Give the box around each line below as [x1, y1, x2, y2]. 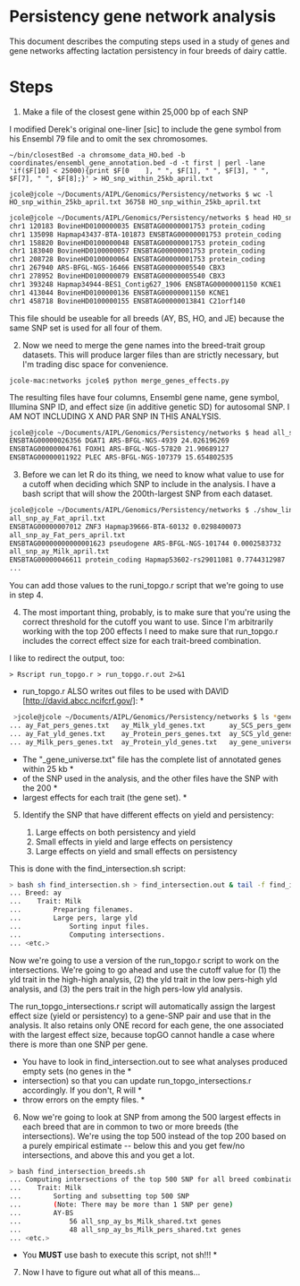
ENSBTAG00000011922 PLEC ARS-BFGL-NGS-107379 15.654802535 [9, 453, 234, 462]
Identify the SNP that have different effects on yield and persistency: [21, 809, 275, 820]
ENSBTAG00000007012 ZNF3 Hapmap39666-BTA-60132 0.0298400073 [9, 522, 242, 531]
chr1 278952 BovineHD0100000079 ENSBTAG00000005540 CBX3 [9, 271, 226, 280]
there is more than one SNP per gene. [9, 1039, 148, 1050]
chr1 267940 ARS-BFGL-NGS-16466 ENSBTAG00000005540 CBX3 [9, 263, 226, 272]
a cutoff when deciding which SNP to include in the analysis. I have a [21, 479, 277, 489]
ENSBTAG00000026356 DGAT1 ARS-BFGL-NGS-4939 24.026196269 [9, 436, 229, 445]
